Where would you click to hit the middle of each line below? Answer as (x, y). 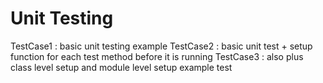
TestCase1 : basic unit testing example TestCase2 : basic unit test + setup (161, 46)
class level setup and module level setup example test (121, 67)
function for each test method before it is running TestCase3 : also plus (157, 56)
